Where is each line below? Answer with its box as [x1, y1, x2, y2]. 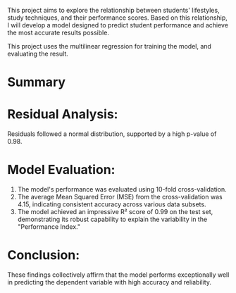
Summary [7, 74, 66, 90]
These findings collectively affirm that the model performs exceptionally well [7, 270, 230, 279]
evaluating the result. [7, 49, 68, 58]
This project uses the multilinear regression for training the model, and [7, 42, 211, 50]
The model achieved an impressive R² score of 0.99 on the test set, [17, 208, 213, 216]
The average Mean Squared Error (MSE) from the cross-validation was [17, 193, 223, 201]
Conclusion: [7, 247, 80, 263]
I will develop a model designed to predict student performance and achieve [7, 21, 229, 29]
